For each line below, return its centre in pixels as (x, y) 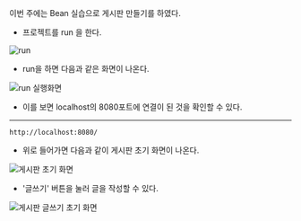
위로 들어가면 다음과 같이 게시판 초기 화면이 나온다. (111, 150)
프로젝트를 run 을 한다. (62, 32)
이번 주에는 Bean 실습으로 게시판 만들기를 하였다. (95, 13)
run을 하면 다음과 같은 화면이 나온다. (86, 69)
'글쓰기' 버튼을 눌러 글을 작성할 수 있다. (90, 188)
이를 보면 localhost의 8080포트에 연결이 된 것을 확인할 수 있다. (132, 107)
